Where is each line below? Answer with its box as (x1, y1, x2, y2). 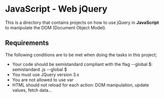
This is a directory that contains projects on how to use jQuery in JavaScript (5, 20, 159, 25)
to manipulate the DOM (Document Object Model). (5, 24, 107, 30)
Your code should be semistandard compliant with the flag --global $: (12, 61, 153, 67)
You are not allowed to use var (12, 77, 74, 82)
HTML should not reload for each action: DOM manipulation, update (12, 82, 149, 88)
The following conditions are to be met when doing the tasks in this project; (5, 52, 157, 58)
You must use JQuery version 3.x (12, 72, 79, 78)
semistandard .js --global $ (12, 66, 68, 72)
